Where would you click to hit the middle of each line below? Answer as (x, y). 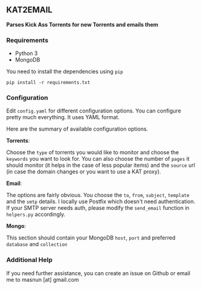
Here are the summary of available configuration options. (77, 129)
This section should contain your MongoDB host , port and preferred (91, 238)
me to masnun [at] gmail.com (43, 279)
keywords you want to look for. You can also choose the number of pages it (98, 159)
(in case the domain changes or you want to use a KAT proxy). (84, 172)
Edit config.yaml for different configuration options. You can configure (94, 111)
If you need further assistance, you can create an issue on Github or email (98, 273)
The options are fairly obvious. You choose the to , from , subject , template (98, 195)
